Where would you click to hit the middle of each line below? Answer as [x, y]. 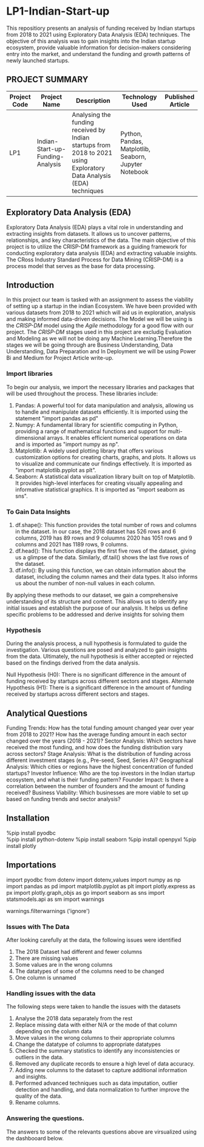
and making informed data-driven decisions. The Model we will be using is [100, 319]
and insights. [31, 1077]
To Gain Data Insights [39, 512]
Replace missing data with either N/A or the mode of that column [96, 1025]
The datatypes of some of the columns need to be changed [90, 971]
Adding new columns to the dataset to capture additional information [101, 1070]
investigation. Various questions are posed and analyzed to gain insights [97, 650]
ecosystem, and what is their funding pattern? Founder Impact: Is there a [97, 780]
